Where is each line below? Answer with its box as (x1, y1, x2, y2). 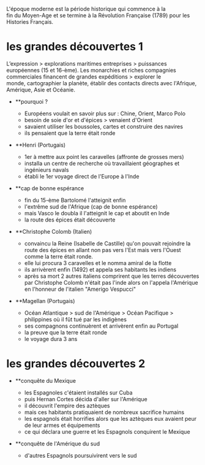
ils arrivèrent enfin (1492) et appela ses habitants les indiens (24, 266, 176, 273)
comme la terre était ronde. (24, 253, 94, 260)
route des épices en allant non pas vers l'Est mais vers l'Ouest (24, 246, 182, 253)
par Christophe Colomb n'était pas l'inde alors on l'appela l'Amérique (24, 279, 198, 286)
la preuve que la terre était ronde (24, 328, 107, 336)
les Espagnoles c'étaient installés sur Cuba (24, 389, 133, 396)
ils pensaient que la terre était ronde (24, 129, 116, 137)
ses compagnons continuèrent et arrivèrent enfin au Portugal (24, 322, 179, 329)
